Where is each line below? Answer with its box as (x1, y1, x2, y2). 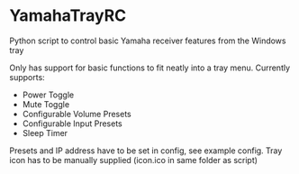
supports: (9, 71, 45, 82)
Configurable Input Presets (22, 118, 123, 129)
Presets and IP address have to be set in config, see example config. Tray (9, 145, 283, 156)
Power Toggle (22, 89, 75, 100)
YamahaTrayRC (9, 5, 127, 26)
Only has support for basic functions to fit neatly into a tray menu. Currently (9, 62, 291, 73)
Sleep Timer (22, 127, 68, 138)
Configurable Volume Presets (22, 108, 132, 119)
